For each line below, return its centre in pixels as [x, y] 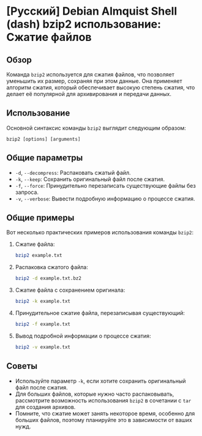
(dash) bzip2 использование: [84, 24]
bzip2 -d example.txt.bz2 [48, 279]
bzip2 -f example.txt [43, 324]
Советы [22, 366]
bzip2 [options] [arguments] [43, 139]
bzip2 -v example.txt [43, 347]
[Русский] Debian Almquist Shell [92, 11]
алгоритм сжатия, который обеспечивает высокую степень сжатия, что [101, 87]
